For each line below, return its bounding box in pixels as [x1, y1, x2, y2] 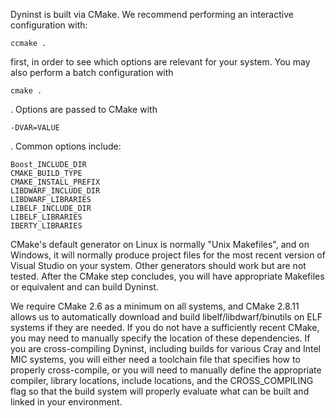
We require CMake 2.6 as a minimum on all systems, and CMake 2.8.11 [10, 300, 300, 312]
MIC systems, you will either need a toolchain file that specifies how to [10, 354, 301, 365]
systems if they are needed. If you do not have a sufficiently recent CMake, [10, 322, 320, 333]
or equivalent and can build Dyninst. [10, 281, 159, 293]
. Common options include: [10, 140, 122, 152]
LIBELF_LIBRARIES [10, 212, 83, 222]
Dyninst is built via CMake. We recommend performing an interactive [10, 9, 294, 20]
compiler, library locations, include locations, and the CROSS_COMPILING [10, 375, 314, 386]
